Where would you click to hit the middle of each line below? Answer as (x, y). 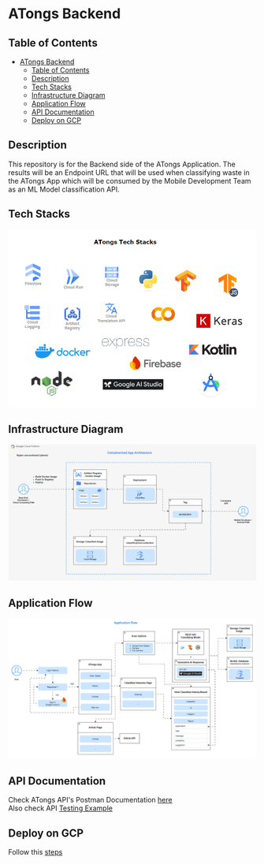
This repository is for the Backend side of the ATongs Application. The (122, 164)
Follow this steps (35, 852)
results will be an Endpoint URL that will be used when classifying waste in (129, 172)
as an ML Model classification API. (64, 189)
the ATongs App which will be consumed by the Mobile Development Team (130, 181)
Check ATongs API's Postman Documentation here (90, 800)
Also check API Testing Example (60, 808)
